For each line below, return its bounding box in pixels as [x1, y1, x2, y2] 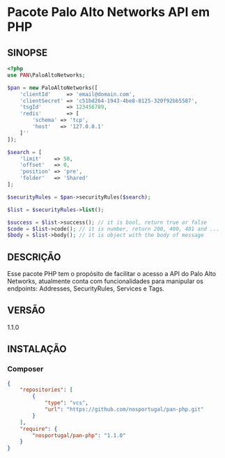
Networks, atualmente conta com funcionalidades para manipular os [7, 277, 203, 286]
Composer [7, 364, 44, 374]
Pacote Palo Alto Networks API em [7, 4, 210, 20]
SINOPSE [7, 47, 47, 59]
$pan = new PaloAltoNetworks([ [7, 84, 98, 91]
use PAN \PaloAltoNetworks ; [7, 71, 86, 79]
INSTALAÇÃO [7, 343, 67, 356]
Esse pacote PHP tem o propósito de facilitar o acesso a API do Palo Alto [7, 270, 217, 278]
